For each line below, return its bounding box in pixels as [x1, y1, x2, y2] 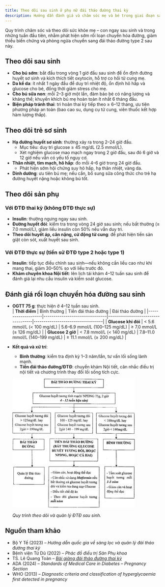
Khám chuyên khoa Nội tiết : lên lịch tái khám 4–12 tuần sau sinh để [12, 271, 149, 277]
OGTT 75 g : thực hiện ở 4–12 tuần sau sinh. [12, 303, 100, 309]
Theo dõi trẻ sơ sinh [5, 126, 67, 135]
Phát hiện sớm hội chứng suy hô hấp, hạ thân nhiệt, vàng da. [19, 165, 142, 171]
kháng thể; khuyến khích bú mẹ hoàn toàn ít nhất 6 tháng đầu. [12, 96, 138, 102]
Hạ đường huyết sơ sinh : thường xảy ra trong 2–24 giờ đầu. [12, 139, 133, 145]
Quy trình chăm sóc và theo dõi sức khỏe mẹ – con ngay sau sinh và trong [5, 27, 155, 33]
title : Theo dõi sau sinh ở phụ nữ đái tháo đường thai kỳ [5, 8, 129, 13]
